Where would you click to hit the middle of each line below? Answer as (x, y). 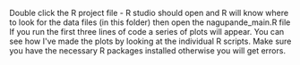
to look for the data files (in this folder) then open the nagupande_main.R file (150, 22)
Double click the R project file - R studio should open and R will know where (149, 13)
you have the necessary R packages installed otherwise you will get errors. (148, 51)
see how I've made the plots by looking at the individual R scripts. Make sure (150, 41)
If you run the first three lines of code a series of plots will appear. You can (147, 32)
